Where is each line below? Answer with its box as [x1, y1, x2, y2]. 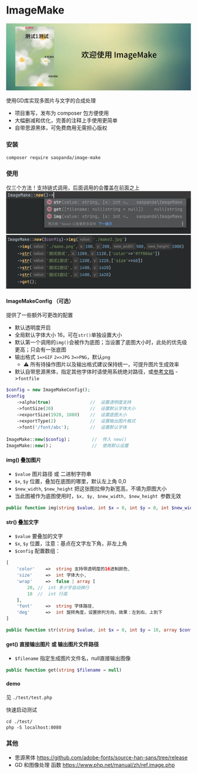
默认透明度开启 [14, 324, 51, 331]
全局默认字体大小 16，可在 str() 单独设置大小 [14, 331, 122, 338]
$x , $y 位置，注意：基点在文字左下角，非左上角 [14, 540, 128, 547]
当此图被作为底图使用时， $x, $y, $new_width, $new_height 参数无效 [14, 493, 181, 500]
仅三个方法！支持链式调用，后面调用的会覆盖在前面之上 [6, 184, 140, 191]
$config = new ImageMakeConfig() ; [6, 387, 91, 393]
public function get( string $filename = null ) [6, 667, 122, 673]
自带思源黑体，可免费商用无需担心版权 [14, 124, 107, 131]
